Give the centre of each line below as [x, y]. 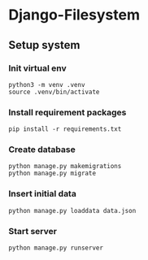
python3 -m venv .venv [47, 84]
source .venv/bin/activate [54, 92]
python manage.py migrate [52, 173]
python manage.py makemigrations [65, 167]
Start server [33, 231]
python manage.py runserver [56, 248]
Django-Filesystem [74, 15]
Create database [42, 149]
